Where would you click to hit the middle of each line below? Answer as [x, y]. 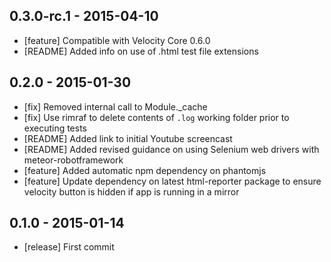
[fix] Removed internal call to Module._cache [115, 106]
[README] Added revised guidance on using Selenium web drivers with [171, 149]
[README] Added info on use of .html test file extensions [141, 51]
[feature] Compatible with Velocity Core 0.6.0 [117, 40]
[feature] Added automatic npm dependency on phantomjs [145, 170]
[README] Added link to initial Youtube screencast [128, 138]
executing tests [55, 128]
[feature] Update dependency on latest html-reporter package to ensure [172, 181]
